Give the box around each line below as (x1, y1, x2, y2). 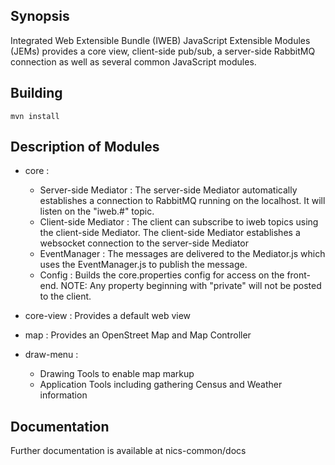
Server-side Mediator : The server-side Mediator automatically (39, 184, 298, 196)
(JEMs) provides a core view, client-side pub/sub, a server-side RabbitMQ (10, 45, 316, 57)
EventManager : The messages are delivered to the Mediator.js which (39, 248, 326, 260)
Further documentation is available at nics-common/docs (10, 445, 247, 457)
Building (10, 85, 63, 102)
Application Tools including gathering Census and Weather (39, 379, 283, 391)
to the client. (39, 290, 92, 303)
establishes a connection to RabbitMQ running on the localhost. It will (39, 195, 326, 207)
